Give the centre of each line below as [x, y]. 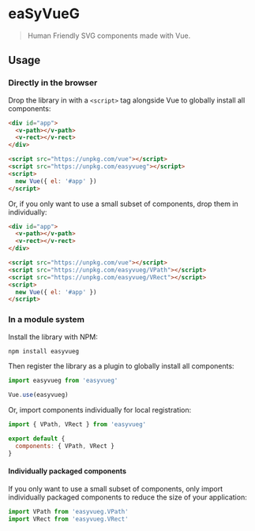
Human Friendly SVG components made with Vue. [109, 36]
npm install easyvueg [44, 351]
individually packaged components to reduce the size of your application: [127, 497]
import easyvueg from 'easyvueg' [63, 381]
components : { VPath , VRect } [65, 446]
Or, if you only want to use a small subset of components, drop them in [123, 204]
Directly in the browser [53, 83]
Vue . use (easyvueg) [38, 395]
